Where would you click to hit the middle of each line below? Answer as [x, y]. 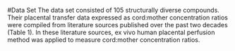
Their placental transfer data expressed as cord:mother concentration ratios [117, 17]
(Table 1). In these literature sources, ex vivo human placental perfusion [111, 32]
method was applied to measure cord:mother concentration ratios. [104, 40]
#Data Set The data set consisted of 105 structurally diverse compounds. [114, 10]
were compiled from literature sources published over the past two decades [117, 25]
